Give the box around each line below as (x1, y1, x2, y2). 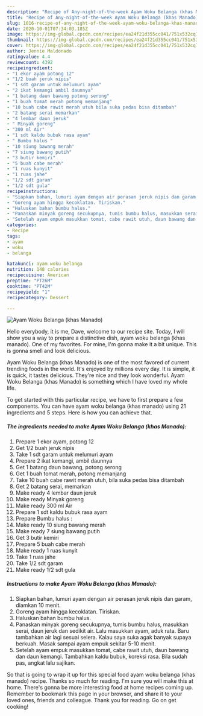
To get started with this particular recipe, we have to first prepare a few (7, 396, 184, 404)
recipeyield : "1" (7, 289, 51, 295)
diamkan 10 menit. (15, 601, 61, 609)
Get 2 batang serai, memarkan (15, 483, 92, 490)
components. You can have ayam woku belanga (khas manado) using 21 (7, 402, 186, 410)
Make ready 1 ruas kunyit (15, 547, 78, 554)
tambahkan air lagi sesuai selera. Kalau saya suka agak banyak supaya (15, 634, 192, 641)
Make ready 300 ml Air (15, 502, 73, 510)
